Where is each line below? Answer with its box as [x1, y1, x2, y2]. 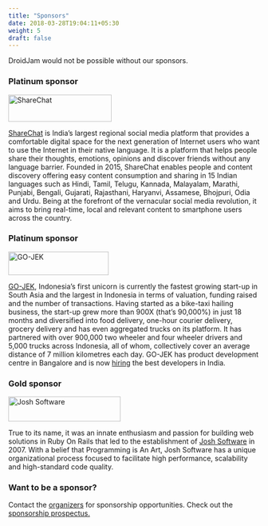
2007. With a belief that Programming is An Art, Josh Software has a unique [8, 445, 257, 455]
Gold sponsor [8, 377, 62, 389]
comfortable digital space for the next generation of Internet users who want [8, 137, 260, 146]
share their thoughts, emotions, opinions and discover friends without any [8, 153, 251, 163]
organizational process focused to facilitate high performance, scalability [8, 453, 249, 464]
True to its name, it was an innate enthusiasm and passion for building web [8, 428, 254, 438]
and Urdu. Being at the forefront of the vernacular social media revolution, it [8, 196, 257, 205]
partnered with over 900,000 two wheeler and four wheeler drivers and [8, 333, 243, 342]
